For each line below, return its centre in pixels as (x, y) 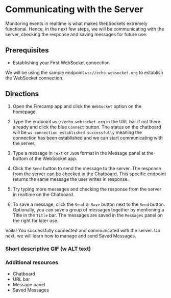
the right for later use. (35, 221)
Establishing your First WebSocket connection (61, 63)
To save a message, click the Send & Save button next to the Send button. (89, 204)
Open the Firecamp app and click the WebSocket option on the (77, 106)
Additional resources (32, 262)
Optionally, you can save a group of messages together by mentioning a (88, 209)
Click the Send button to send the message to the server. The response (87, 168)
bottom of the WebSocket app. (45, 158)
